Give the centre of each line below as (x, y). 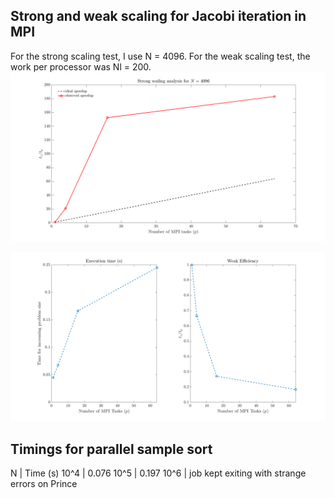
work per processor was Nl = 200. (81, 66)
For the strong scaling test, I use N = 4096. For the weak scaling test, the (160, 56)
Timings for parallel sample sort (111, 449)
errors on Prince (44, 484)
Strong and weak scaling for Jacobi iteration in (158, 16)
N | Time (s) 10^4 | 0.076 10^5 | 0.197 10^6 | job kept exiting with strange (158, 473)
